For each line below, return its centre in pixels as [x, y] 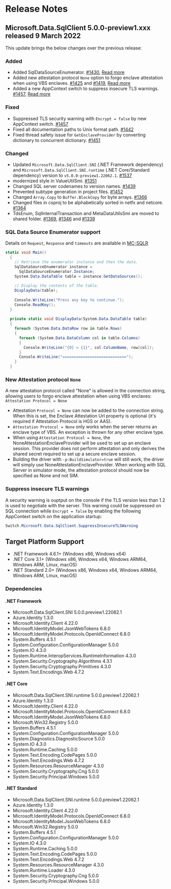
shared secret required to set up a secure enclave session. [74, 454]
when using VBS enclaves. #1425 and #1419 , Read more [71, 83]
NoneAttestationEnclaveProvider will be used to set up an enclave [82, 443]
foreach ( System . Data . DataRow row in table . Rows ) [68, 329]
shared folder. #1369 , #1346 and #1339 [54, 219]
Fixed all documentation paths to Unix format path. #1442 [73, 129]
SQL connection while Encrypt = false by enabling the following [73, 511]
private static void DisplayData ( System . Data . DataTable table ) [78, 319]
